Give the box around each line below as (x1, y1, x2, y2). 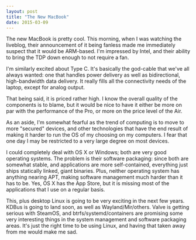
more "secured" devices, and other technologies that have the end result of (6, 125, 188, 132)
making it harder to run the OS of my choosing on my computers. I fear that (6, 131, 187, 138)
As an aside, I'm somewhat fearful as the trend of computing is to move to (6, 119, 184, 126)
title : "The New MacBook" (6, 14, 69, 20)
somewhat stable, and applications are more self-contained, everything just (6, 161, 188, 168)
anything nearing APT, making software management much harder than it (6, 173, 183, 181)
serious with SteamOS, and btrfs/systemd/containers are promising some (6, 210, 183, 217)
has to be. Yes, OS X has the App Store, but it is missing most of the (6, 180, 170, 187)
